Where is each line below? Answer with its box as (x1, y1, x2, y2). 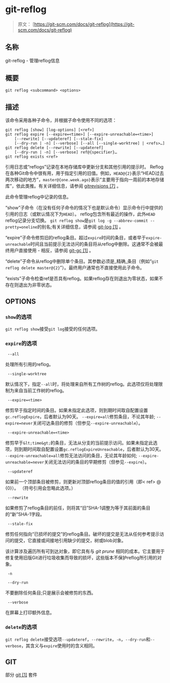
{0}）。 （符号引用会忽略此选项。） (5, 485, 76, 491)
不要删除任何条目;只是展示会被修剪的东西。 (5, 590, 96, 596)
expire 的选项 (5, 339, 37, 347)
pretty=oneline (5, 225, 38, 230)
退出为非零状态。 (18, 282, 54, 288)
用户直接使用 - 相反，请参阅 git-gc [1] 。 (9, 248, 94, 254)
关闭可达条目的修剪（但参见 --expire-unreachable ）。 (32, 420, 144, 426)
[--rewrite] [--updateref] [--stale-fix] (14, 136, 103, 141)
